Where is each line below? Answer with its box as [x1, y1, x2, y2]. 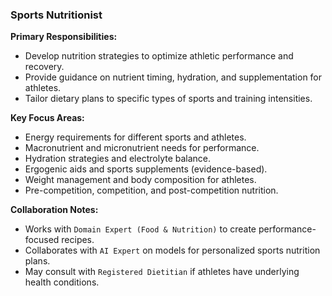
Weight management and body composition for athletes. [24, 174, 257, 186]
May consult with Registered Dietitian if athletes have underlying [24, 266, 300, 278]
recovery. [24, 61, 65, 73]
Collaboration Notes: [10, 204, 99, 216]
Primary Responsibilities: [10, 31, 118, 43]
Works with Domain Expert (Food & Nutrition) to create [24, 223, 257, 235]
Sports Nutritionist [10, 8, 103, 22]
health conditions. [24, 276, 100, 288]
